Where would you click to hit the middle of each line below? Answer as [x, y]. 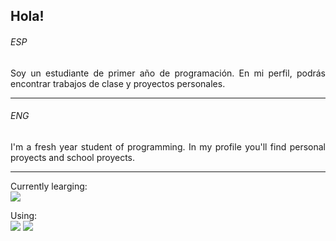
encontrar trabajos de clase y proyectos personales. [118, 83]
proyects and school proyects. [73, 157]
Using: [24, 215]
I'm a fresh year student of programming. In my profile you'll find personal [168, 146]
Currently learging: [49, 186]
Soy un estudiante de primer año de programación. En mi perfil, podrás [168, 73]
